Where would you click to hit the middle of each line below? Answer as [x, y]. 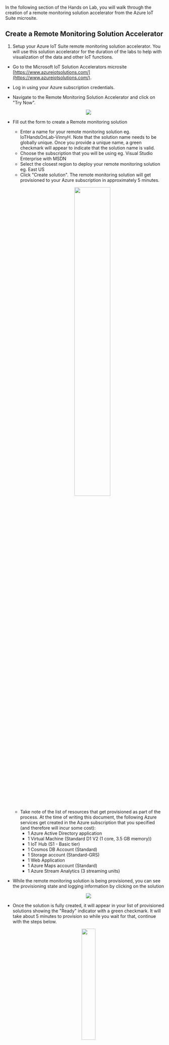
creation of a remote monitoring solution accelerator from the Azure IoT [79, 13]
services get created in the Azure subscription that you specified [88, 822]
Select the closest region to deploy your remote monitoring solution [90, 164]
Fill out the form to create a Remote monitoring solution [70, 122]
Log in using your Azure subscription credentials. [64, 87]
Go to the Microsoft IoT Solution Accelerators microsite [70, 67]
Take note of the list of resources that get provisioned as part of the [90, 811]
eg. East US [32, 169]
